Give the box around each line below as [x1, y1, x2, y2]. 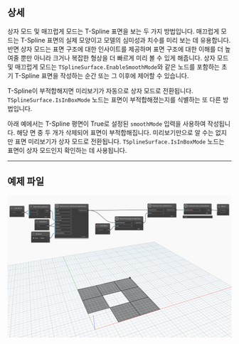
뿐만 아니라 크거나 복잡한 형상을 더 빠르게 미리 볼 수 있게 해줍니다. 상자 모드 [20, 53, 229, 62]
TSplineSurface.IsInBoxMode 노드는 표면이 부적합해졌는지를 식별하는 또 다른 [7, 95, 222, 104]
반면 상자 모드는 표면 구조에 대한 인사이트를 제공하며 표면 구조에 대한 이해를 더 [7, 45, 224, 53]
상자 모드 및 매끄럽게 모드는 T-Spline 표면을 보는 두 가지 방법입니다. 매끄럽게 [7, 27, 220, 36]
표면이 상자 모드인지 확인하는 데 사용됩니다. [7, 146, 127, 154]
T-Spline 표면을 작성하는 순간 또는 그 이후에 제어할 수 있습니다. [14, 71, 189, 80]
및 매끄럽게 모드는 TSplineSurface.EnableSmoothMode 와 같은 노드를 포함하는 [7, 63, 221, 71]
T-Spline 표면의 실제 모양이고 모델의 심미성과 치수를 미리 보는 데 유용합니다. [20, 36, 231, 44]
